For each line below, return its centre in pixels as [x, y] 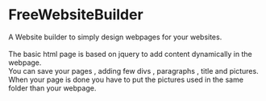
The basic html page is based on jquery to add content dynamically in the [130, 54]
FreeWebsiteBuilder [76, 15]
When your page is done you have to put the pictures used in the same [126, 79]
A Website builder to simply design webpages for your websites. [115, 37]
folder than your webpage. [52, 88]
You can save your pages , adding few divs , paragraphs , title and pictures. [134, 71]
